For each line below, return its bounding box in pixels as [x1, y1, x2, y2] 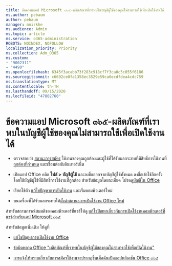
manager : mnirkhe [6, 22, 43, 27]
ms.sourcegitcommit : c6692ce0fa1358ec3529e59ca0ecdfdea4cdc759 [6, 74, 144, 80]
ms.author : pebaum [6, 12, 45, 17]
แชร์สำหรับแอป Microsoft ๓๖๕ [6, 214, 61, 220]
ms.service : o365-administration [6, 36, 77, 42]
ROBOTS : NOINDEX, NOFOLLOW [6, 41, 63, 46]
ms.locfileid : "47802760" [6, 93, 61, 99]
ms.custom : [6, 55, 29, 61]
